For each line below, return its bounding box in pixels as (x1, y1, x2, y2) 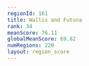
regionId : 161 (7, 10, 49, 17)
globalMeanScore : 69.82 (7, 36, 76, 43)
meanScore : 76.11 (7, 29, 58, 36)
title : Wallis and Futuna (7, 16, 82, 23)
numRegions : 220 (7, 42, 54, 49)
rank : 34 (7, 23, 33, 30)
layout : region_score (7, 49, 70, 56)
